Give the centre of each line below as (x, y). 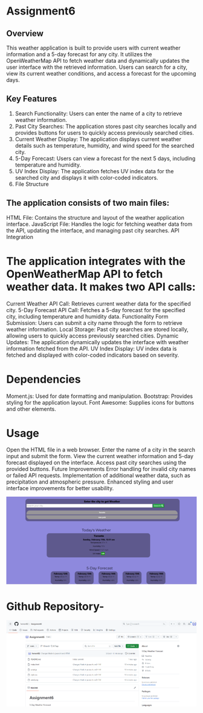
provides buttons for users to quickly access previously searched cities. (105, 133)
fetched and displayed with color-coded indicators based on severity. (93, 355)
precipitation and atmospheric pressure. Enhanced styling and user (90, 482)
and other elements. (31, 409)
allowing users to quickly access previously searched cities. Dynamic (92, 336)
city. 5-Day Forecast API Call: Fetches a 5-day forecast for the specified (96, 310)
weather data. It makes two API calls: (101, 286)
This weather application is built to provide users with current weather (93, 48)
